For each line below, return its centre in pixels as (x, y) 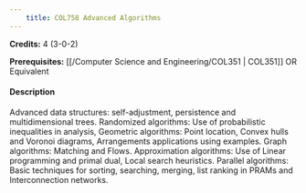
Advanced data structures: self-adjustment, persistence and (123, 112)
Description (32, 92)
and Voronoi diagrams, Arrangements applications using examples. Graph (148, 141)
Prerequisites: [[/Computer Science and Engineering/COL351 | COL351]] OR (153, 61)
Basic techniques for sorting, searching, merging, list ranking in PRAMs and (152, 170)
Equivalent (29, 71)
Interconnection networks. (59, 179)
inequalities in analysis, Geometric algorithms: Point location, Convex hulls (149, 131)
